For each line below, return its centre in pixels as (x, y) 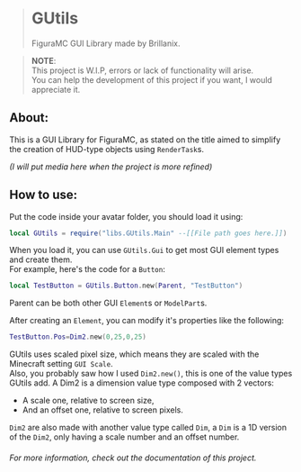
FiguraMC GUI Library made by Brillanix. (106, 43)
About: (29, 118)
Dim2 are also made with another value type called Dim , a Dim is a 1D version (148, 428)
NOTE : (44, 60)
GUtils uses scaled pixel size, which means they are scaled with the (134, 354)
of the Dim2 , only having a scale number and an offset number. (124, 437)
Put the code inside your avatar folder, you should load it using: (126, 216)
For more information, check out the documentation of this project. (133, 458)
